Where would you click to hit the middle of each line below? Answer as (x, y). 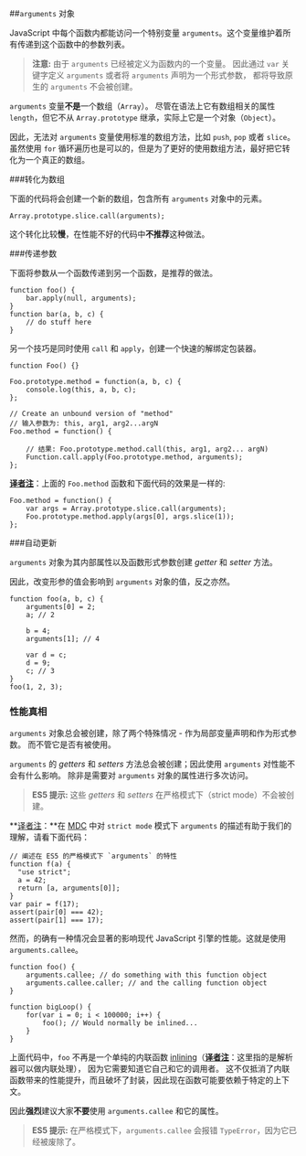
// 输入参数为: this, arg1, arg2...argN (84, 423)
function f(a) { (40, 864)
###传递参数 (33, 253)
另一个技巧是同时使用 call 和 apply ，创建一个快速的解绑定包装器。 (136, 348)
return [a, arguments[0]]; (69, 888)
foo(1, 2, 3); (37, 687)
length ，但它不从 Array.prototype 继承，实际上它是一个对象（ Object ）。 (145, 118)
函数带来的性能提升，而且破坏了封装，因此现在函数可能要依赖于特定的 (142, 1080)
